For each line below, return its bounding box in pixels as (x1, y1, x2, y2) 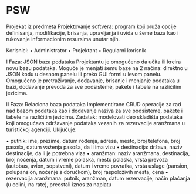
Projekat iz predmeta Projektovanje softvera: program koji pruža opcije (6, 23, 177, 30)
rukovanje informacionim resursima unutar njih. (6, 35, 120, 42)
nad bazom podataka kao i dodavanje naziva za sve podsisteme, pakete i (6, 107, 183, 114)
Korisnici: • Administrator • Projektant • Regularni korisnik (6, 46, 146, 53)
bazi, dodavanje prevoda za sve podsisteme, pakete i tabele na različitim (6, 83, 182, 90)
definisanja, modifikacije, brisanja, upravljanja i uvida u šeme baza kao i (6, 29, 179, 36)
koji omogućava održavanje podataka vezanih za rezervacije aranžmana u (6, 119, 185, 126)
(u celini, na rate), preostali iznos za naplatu (6, 180, 111, 188)
